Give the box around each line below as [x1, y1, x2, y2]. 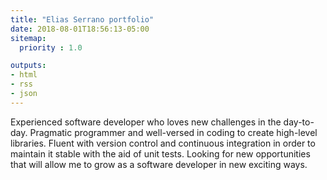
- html [10, 70, 38, 80]
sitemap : [10, 33, 47, 43]
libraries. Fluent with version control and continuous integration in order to [10, 137, 316, 149]
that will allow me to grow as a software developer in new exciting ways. [10, 158, 308, 170]
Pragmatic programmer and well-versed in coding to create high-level [29, 126, 318, 138]
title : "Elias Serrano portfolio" [10, 14, 155, 25]
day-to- [283, 116, 315, 128]
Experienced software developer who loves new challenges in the [10, 116, 282, 128]
